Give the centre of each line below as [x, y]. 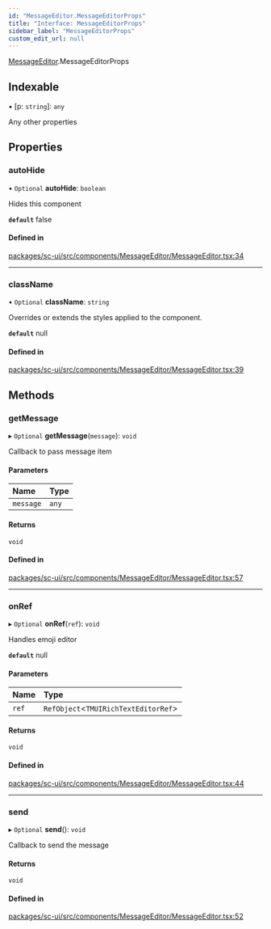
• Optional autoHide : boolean [57, 188]
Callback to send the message [58, 845]
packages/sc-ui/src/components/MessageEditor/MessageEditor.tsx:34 [126, 255]
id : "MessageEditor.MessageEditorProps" [77, 16]
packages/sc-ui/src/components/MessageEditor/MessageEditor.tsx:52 [126, 916]
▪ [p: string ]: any [36, 107]
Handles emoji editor [43, 640]
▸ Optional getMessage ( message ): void [73, 436]
